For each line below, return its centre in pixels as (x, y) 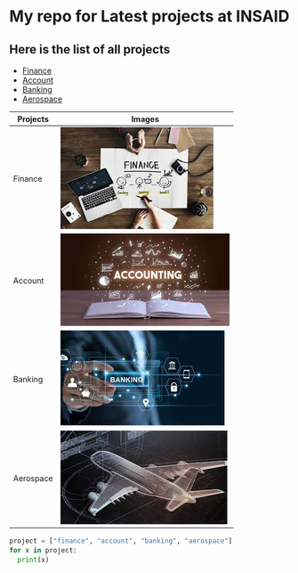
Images (145, 119)
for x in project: (43, 550)
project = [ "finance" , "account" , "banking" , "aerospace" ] (121, 541)
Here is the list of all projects (90, 49)
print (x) (33, 560)
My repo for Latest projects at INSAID (149, 16)
